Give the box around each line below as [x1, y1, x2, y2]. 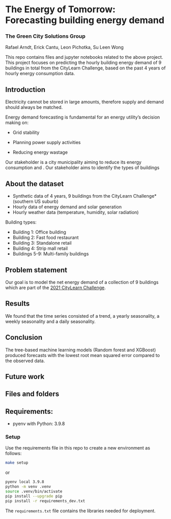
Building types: [5, 219, 37, 225]
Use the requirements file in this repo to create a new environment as [5, 445, 150, 451]
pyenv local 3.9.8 [5, 479, 44, 485]
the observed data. [5, 358, 45, 364]
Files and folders [5, 390, 60, 398]
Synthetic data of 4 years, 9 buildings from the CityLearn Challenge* [12, 193, 157, 199]
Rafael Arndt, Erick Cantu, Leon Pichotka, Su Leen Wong [5, 44, 124, 51]
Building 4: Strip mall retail [12, 245, 68, 251]
